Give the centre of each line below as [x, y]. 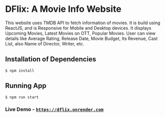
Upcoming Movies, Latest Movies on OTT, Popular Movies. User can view [80, 33]
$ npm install [20, 71]
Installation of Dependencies [51, 59]
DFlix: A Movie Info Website [63, 9]
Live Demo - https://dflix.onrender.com [54, 110]
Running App [26, 86]
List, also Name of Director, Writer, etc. [45, 43]
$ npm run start [22, 97]
